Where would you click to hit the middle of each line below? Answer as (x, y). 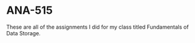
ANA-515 (30, 10)
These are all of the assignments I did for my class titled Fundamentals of (97, 27)
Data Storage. (24, 33)
